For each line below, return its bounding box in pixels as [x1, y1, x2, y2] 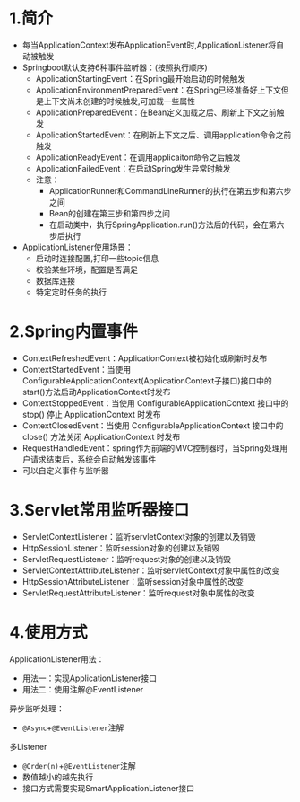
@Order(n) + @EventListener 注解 [21, 760, 136, 771]
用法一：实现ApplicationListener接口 [21, 673, 158, 683]
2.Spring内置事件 [9, 322, 139, 342]
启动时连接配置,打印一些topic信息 [35, 252, 159, 263]
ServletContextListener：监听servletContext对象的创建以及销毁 [21, 531, 256, 542]
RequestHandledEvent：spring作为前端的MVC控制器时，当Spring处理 [21, 442, 280, 454]
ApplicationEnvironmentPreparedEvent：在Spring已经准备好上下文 [35, 84, 282, 95]
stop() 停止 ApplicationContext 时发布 [21, 409, 161, 419]
